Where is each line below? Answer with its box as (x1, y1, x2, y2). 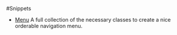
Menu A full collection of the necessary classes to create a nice (14, 16, 171, 23)
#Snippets (6, 5, 32, 12)
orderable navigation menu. (14, 23, 83, 29)
